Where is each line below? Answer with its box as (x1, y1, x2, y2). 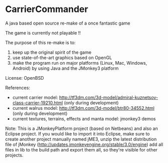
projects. (5, 152, 24, 158)
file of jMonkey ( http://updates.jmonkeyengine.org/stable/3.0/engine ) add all (5, 141, 163, 147)
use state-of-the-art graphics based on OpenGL (12, 54, 112, 61)
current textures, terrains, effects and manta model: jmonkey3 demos (12, 115, 156, 121)
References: (5, 84, 30, 91)
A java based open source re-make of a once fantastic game (5, 20, 130, 26)
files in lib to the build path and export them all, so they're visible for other (5, 146, 158, 152)
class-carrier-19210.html (12, 99, 63, 106)
